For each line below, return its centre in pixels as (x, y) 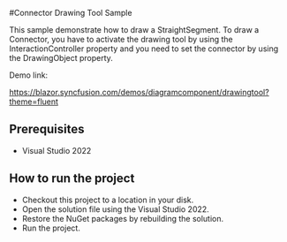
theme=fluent (34, 102)
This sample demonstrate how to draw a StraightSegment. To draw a (134, 30)
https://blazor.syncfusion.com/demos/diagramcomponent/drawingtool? (139, 92)
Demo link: (29, 75)
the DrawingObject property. (61, 58)
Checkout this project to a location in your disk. (108, 200)
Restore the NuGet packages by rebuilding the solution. (123, 218)
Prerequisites (47, 129)
